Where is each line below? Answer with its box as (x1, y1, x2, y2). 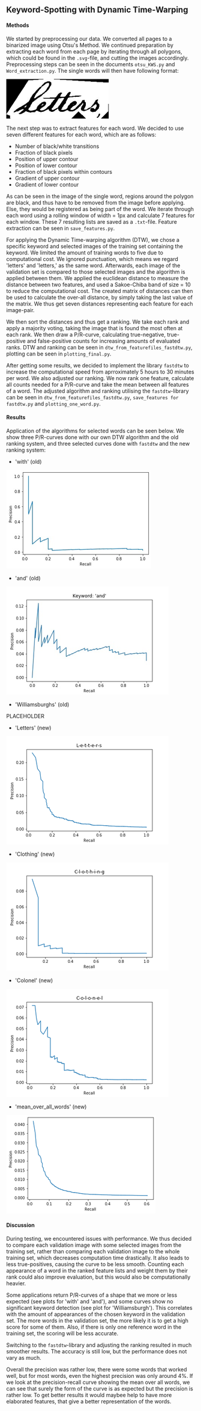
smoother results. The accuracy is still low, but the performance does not (6, 1348, 187, 1355)
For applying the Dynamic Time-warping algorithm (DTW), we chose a (6, 236, 180, 243)
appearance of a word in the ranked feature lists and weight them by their (6, 1267, 188, 1274)
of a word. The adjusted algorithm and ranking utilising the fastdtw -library (6, 387, 189, 395)
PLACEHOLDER (6, 712, 45, 719)
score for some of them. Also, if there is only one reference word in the (6, 1323, 182, 1330)
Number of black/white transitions (14, 143, 100, 150)
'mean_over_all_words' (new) (14, 1103, 87, 1110)
